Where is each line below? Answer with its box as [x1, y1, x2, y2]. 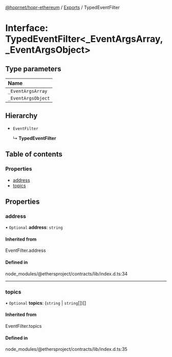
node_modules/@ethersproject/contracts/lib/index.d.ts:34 [5, 270, 128, 276]
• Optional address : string [5, 224, 63, 230]
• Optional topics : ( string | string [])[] [5, 300, 87, 306]
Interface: [5, 23, 49, 34]
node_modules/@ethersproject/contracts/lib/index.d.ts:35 [5, 346, 128, 352]
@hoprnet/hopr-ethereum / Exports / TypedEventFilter [5, 5, 120, 10]
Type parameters [5, 64, 61, 73]
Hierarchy [5, 111, 38, 120]
